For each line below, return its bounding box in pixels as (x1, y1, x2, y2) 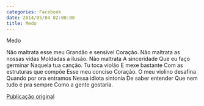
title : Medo (6, 20, 37, 26)
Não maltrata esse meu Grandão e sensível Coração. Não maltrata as (6, 49, 180, 56)
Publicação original (6, 93, 55, 101)
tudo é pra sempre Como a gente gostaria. (6, 81, 114, 88)
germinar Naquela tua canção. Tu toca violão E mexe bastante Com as (6, 62, 183, 69)
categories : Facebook (6, 9, 62, 15)
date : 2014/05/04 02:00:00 (6, 15, 75, 21)
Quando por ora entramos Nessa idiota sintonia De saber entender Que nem (6, 74, 199, 82)
